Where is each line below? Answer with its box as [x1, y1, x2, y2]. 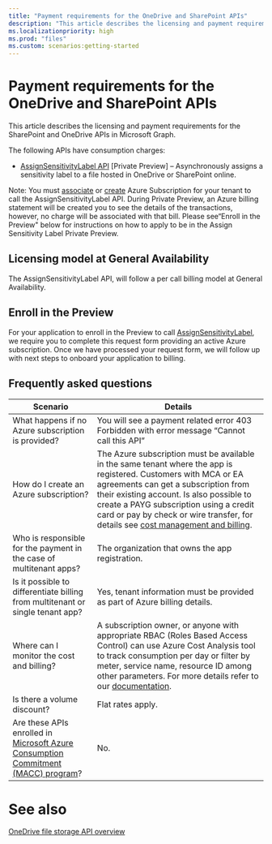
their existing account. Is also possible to [96, 489, 252, 500]
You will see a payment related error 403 [96, 415, 253, 426]
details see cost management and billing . [96, 519, 253, 530]
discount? [12, 704, 50, 715]
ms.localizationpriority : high [8, 27, 114, 35]
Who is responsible [12, 532, 86, 544]
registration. [96, 553, 143, 564]
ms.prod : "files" [8, 34, 67, 43]
